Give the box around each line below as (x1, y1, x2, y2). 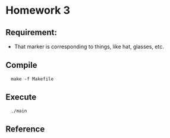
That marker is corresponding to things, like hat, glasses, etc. (14, 43, 164, 50)
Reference (5, 124, 45, 134)
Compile (5, 60, 37, 70)
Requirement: (5, 27, 58, 37)
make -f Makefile (11, 76, 54, 82)
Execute (5, 92, 37, 102)
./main (11, 108, 27, 114)
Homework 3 (5, 4, 71, 17)
